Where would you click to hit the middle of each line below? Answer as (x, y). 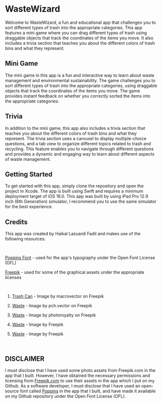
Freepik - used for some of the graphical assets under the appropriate (75, 272)
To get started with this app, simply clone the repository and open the (74, 186)
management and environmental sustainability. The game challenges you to (80, 80)
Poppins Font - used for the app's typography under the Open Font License (80, 258)
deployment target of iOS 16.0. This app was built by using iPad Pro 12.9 (77, 196)
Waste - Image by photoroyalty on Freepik (54, 315)
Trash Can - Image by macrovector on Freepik (58, 296)
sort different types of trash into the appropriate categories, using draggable (81, 86)
